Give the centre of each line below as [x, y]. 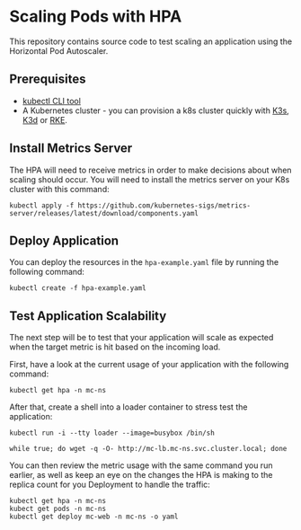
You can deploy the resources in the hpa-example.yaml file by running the [144, 262]
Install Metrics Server [71, 149]
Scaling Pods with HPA [96, 17]
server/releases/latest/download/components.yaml [104, 213]
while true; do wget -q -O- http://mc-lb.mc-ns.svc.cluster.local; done [148, 449]
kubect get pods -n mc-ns [58, 509]
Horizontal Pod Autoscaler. [59, 50]
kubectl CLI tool [51, 101]
